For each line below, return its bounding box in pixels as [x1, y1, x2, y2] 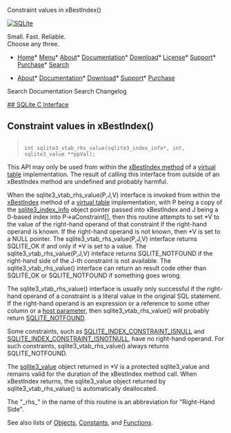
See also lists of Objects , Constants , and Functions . [7, 418, 154, 426]
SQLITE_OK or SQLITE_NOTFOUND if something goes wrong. [7, 271, 181, 279]
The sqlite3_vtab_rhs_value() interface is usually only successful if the [7, 284, 205, 293]
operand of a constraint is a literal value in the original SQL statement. [23, 292, 221, 300]
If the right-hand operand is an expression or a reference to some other [7, 299, 210, 307]
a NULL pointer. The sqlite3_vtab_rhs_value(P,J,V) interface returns [7, 234, 198, 243]
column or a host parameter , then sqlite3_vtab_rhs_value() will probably [7, 306, 210, 315]
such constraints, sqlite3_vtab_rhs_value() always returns [7, 341, 170, 350]
